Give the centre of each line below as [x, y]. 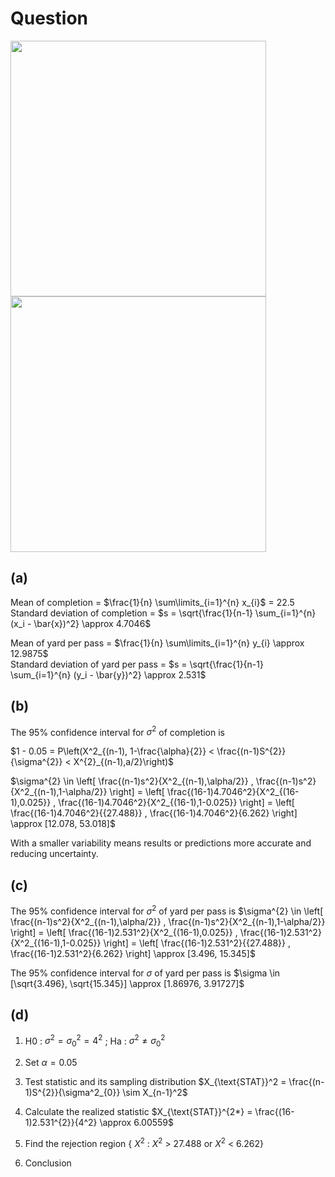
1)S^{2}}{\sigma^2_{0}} [72, 1092]
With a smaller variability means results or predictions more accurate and [161, 843]
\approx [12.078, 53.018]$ [63, 824]
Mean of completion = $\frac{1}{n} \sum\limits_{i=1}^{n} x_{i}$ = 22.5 [152, 602]
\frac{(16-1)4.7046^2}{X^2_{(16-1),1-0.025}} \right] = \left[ [176, 803]
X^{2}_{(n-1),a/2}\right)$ [124, 762]
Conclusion [48, 1163]
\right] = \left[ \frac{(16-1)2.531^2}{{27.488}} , [197, 943]
